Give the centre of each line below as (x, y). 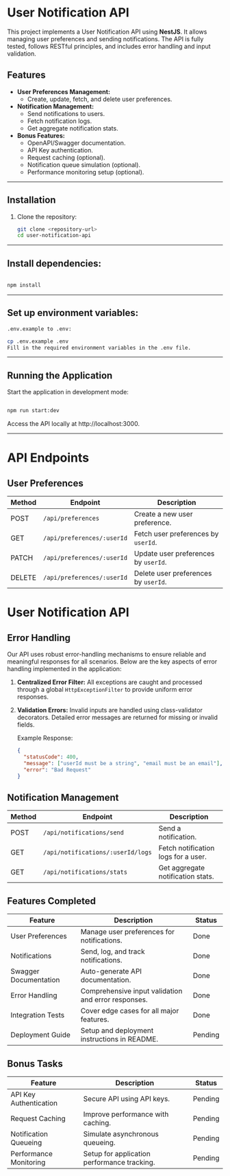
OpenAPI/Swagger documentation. (76, 143)
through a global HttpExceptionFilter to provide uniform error (105, 690)
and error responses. (114, 999)
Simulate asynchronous (121, 1133)
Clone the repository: (47, 216)
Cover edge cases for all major (130, 1011)
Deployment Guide (40, 1035)
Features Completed (51, 901)
